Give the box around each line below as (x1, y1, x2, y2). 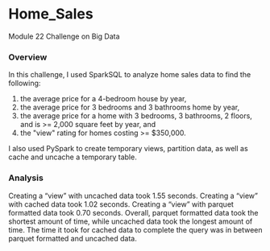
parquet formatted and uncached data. (8, 233, 137, 243)
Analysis (8, 172, 44, 183)
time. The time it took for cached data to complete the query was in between (8, 224, 264, 234)
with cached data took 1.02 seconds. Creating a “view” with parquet (8, 199, 234, 209)
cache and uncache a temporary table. (8, 152, 137, 162)
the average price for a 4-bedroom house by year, (19, 94, 187, 104)
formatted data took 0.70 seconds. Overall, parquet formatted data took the (8, 208, 259, 217)
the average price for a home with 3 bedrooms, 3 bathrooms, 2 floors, (19, 111, 252, 121)
